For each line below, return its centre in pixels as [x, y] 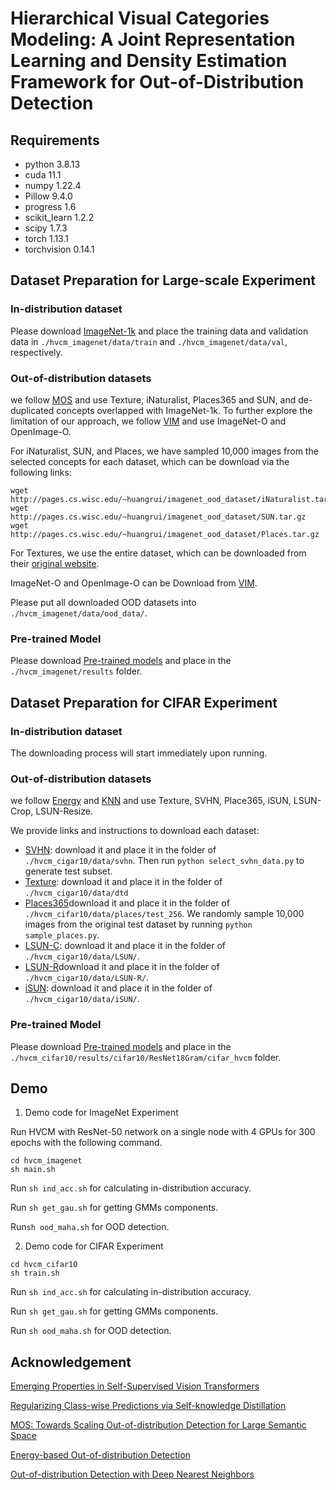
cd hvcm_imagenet [46, 1161]
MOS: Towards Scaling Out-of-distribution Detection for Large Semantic [158, 1425]
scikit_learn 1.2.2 [59, 217]
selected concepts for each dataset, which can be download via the [150, 461]
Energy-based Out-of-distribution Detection [100, 1455]
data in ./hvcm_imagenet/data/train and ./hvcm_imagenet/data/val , [149, 341]
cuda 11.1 [43, 175]
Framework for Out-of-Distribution [157, 82]
